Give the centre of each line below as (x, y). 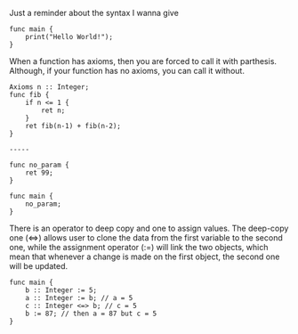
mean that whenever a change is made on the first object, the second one (145, 257)
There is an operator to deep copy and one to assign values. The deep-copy (149, 228)
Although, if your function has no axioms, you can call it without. (127, 71)
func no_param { (39, 165)
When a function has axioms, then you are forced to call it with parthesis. (143, 61)
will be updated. (39, 266)
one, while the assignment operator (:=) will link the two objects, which (139, 247)
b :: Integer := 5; (61, 290)
